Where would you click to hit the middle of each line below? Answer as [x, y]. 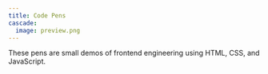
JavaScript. [27, 61]
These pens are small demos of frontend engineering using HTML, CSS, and [134, 53]
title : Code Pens [37, 16]
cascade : [23, 23]
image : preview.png [48, 30]
